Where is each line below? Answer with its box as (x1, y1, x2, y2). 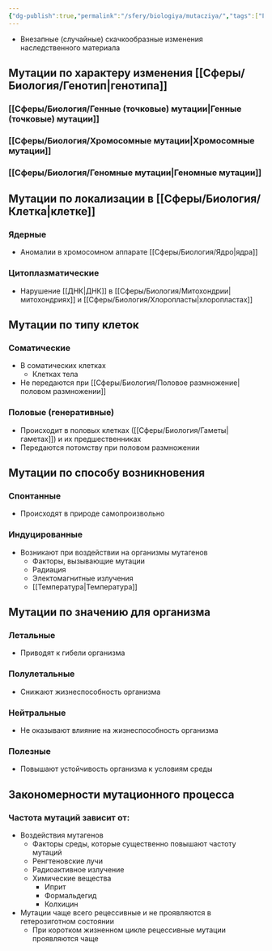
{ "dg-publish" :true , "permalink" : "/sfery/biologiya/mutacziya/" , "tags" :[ (8, 11, 259, 20)
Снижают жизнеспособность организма (19, 687, 161, 696)
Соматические (8, 342, 71, 353)
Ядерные (8, 229, 47, 240)
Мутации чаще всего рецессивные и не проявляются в (19, 908, 212, 917)
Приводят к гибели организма (19, 648, 125, 658)
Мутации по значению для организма (8, 606, 211, 619)
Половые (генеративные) (8, 407, 115, 418)
